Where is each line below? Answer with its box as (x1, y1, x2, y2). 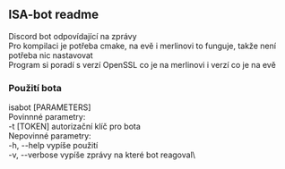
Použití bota (8, 81, 62, 94)
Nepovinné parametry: (8, 131, 91, 141)
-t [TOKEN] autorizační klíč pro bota (8, 121, 141, 132)
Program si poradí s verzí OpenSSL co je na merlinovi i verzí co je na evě (8, 59, 277, 70)
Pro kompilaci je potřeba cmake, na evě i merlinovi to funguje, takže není (8, 40, 277, 51)
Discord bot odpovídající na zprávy (8, 30, 137, 41)
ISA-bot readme (8, 7, 99, 22)
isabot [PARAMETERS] (8, 102, 91, 113)
